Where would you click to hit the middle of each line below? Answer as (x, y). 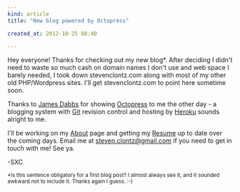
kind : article (29, 14)
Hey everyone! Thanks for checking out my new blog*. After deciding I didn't (120, 60)
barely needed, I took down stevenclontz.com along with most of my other (117, 75)
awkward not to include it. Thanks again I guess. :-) (70, 182)
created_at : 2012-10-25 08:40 (52, 34)
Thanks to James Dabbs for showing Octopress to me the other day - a (112, 104)
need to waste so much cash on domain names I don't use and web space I (119, 68)
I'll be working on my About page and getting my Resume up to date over (115, 133)
